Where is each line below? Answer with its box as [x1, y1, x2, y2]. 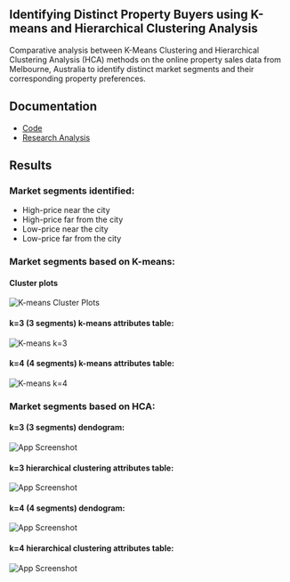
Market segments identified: [9, 184, 135, 197]
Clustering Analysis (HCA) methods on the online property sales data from [9, 53, 282, 65]
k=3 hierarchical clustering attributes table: [9, 463, 174, 473]
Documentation [9, 99, 98, 114]
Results [9, 158, 52, 173]
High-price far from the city [21, 214, 124, 225]
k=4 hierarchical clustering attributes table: [9, 543, 174, 553]
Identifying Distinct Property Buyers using [9, 7, 249, 22]
